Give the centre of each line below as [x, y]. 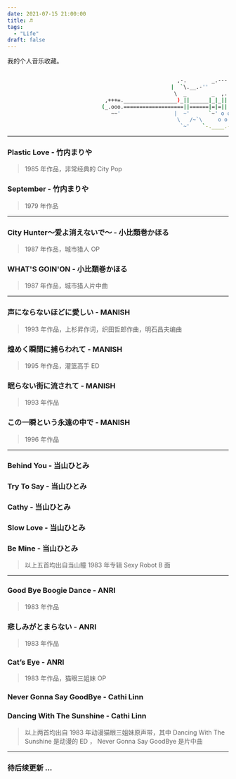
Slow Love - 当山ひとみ [46, 528]
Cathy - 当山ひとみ [39, 507]
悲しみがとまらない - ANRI [52, 627]
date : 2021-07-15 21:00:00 [47, 14]
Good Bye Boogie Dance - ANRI [61, 591]
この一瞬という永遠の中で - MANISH [69, 422]
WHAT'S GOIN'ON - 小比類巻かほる [67, 269]
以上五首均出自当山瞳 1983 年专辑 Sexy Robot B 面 [97, 565]
